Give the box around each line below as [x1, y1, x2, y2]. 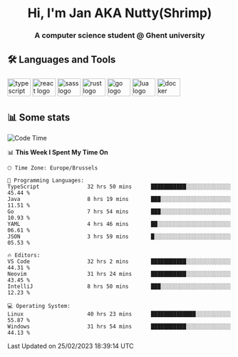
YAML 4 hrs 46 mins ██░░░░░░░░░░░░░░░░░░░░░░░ [7, 221, 232, 228]
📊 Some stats [7, 111, 71, 123]
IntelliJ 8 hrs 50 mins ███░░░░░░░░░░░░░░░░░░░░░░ [7, 283, 232, 290]
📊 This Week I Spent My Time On [7, 148, 108, 157]
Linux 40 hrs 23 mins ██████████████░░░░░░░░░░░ [7, 311, 232, 318]
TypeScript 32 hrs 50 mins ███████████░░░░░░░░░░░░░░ [7, 183, 232, 190]
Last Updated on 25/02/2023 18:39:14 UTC [7, 342, 134, 351]
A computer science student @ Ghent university [34, 31, 205, 41]
